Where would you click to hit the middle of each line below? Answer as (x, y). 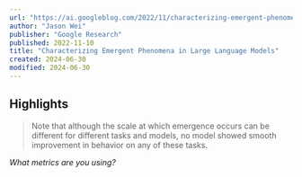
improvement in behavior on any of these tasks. (120, 145)
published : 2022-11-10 (52, 43)
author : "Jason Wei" (48, 26)
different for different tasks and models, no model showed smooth (154, 135)
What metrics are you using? (63, 162)
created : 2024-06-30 (48, 59)
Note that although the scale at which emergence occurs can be (150, 126)
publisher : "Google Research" (66, 34)
